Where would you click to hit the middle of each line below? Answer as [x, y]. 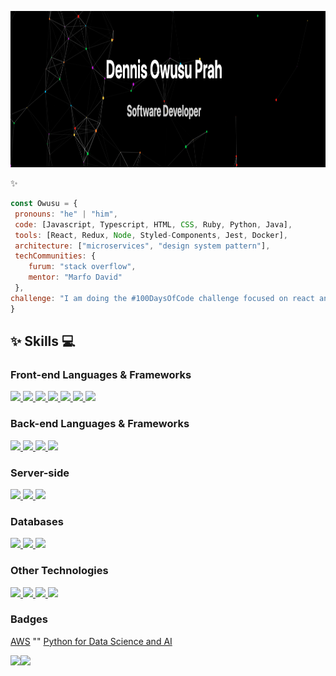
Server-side [40, 473]
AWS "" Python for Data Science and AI [91, 641]
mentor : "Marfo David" [75, 277]
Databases [37, 521]
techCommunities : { [55, 256]
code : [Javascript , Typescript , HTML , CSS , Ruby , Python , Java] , [153, 224]
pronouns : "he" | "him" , [66, 214]
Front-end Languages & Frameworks [101, 374]
